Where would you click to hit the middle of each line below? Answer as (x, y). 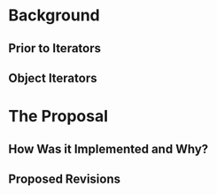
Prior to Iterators (55, 48)
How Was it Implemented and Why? (108, 148)
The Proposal (58, 117)
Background (54, 16)
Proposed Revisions (65, 179)
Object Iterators (53, 78)
